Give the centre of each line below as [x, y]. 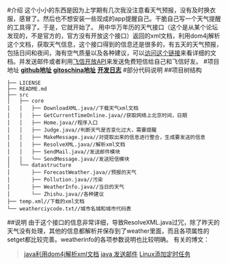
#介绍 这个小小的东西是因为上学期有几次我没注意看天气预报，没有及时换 [109, 10]
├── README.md [27, 89]
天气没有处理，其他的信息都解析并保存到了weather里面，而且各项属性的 [108, 231]
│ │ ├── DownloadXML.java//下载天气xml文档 [73, 108]
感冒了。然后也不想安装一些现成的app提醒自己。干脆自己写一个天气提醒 [120, 18]
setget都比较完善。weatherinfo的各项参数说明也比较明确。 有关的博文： [108, 239]
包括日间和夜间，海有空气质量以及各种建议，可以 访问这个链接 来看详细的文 [112, 53]
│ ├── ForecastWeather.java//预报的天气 [72, 173]
